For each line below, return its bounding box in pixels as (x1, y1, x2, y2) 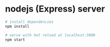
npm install (5, 24, 29, 29)
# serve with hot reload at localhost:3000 (5, 32, 96, 37)
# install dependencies (5, 19, 54, 24)
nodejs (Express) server (5, 3, 105, 15)
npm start (5, 37, 26, 42)
